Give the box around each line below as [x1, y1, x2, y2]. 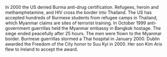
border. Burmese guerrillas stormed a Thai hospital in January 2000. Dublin [5, 36, 160, 42]
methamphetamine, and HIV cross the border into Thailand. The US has [5, 9, 152, 15]
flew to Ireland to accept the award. [5, 47, 78, 52]
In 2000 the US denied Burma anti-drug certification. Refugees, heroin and [5, 4, 159, 10]
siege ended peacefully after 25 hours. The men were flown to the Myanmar [5, 31, 162, 36]
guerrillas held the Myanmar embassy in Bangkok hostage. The [31, 25, 161, 31]
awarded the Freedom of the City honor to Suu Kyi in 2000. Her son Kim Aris [5, 41, 163, 47]
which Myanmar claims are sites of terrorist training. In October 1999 [5, 20, 146, 26]
